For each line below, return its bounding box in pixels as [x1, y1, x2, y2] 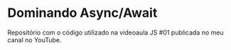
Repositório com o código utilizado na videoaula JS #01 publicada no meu [7, 28, 224, 37]
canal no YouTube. [7, 35, 62, 44]
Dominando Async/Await [7, 5, 158, 21]
